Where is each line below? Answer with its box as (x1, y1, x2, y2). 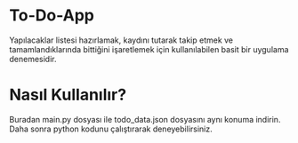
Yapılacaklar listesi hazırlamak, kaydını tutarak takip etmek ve (9, 35, 234, 45)
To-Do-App (9, 5, 95, 26)
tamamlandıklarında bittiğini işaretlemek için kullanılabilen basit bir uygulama (9, 44, 289, 54)
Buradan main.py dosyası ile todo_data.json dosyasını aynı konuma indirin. (9, 114, 281, 124)
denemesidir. (9, 53, 57, 64)
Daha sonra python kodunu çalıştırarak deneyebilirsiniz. (9, 123, 213, 134)
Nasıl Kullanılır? (9, 85, 127, 105)
